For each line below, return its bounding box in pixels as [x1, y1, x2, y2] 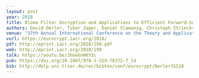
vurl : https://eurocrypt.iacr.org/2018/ [6, 36, 108, 42]
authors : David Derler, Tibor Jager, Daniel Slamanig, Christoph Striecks [6, 25, 195, 31]
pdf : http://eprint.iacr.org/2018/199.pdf [6, 42, 113, 48]
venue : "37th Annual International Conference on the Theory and [6, 30, 171, 36]
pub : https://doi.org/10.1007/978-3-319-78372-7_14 [6, 57, 136, 63]
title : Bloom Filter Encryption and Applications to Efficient [6, 19, 166, 25]
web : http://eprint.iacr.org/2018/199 [6, 47, 102, 53]
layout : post [6, 8, 38, 15]
